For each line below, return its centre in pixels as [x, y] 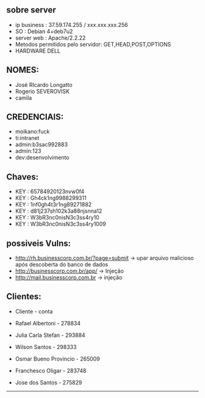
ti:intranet [27, 138]
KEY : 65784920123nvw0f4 [49, 191]
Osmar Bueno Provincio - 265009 [58, 359]
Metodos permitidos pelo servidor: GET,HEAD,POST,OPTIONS [93, 44]
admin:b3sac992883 [41, 145]
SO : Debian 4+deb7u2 [44, 31]
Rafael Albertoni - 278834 [48, 323]
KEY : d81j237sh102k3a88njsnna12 [59, 211]
